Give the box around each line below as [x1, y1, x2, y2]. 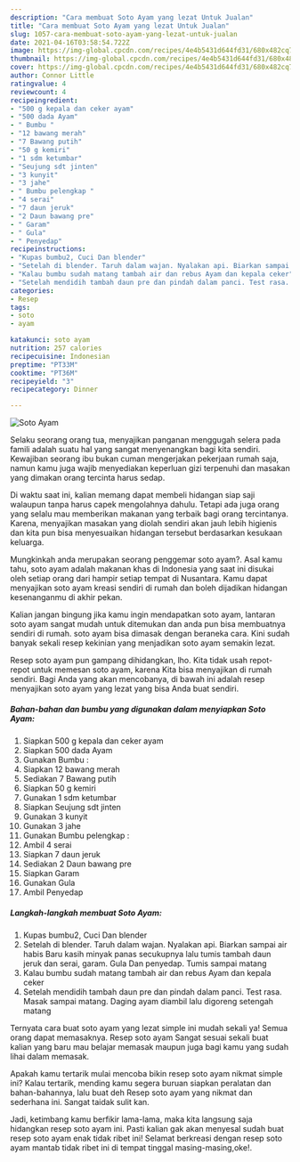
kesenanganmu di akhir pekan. [10, 592, 123, 603]
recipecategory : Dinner [10, 385, 99, 394]
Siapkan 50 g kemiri [22, 783, 96, 793]
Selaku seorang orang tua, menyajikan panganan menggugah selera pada [10, 435, 281, 445]
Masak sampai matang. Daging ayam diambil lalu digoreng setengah [22, 996, 274, 1007]
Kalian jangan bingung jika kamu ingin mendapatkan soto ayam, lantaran [10, 609, 275, 620]
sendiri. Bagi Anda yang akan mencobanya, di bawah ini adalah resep [10, 674, 265, 685]
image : [10, 46, 35, 55]
